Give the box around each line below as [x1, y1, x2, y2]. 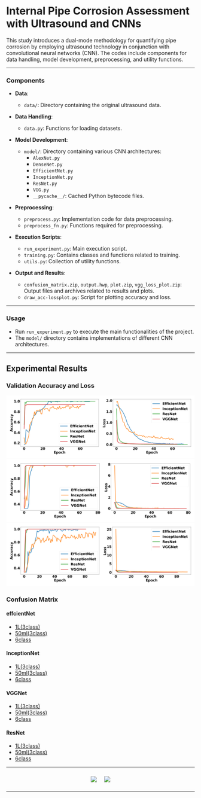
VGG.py [32, 187, 50, 193]
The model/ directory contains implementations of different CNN [14, 334, 173, 342]
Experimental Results [6, 363, 88, 373]
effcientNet [6, 610, 35, 617]
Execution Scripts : [14, 233, 62, 240]
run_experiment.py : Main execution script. [23, 245, 127, 252]
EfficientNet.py [32, 168, 74, 174]
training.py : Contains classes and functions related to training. [23, 251, 181, 258]
